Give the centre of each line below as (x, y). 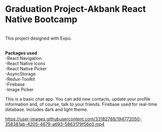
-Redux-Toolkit (20, 79)
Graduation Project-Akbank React (76, 9)
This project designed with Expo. (38, 38)
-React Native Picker (26, 68)
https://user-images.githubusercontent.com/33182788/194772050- (73, 119)
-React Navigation (23, 58)
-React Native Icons (25, 63)
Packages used (21, 53)
